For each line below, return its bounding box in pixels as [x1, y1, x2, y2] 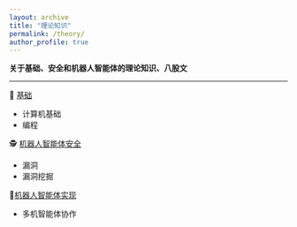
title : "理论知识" [9, 21, 72, 30]
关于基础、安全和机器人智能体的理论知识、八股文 [9, 63, 187, 73]
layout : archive [9, 12, 69, 22]
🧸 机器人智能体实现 [9, 190, 77, 201]
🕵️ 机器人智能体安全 [9, 139, 81, 149]
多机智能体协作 [21, 208, 77, 219]
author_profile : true [9, 37, 89, 47]
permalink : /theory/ [9, 29, 86, 38]
